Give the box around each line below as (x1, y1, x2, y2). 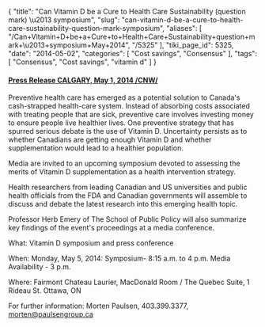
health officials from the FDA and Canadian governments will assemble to (8, 191, 248, 200)
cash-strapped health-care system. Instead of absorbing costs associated (8, 101, 251, 111)
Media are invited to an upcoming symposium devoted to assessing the (8, 158, 240, 169)
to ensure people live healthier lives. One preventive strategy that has (8, 118, 235, 127)
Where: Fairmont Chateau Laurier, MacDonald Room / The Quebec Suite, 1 (8, 277, 251, 287)
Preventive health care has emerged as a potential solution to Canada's (8, 93, 240, 102)
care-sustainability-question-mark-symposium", (8, 24, 165, 32)
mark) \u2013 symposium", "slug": (8, 15, 120, 25)
